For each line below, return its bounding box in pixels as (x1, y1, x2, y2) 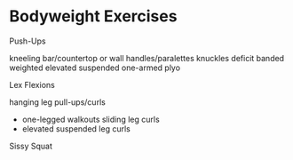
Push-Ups (9, 36, 46, 46)
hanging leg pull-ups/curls (9, 96, 107, 108)
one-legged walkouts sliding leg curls (21, 114, 160, 124)
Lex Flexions (9, 79, 55, 90)
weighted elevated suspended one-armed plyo (9, 62, 180, 73)
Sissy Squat (9, 140, 53, 151)
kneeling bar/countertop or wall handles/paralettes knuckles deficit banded (9, 52, 285, 63)
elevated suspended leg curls (21, 123, 131, 134)
